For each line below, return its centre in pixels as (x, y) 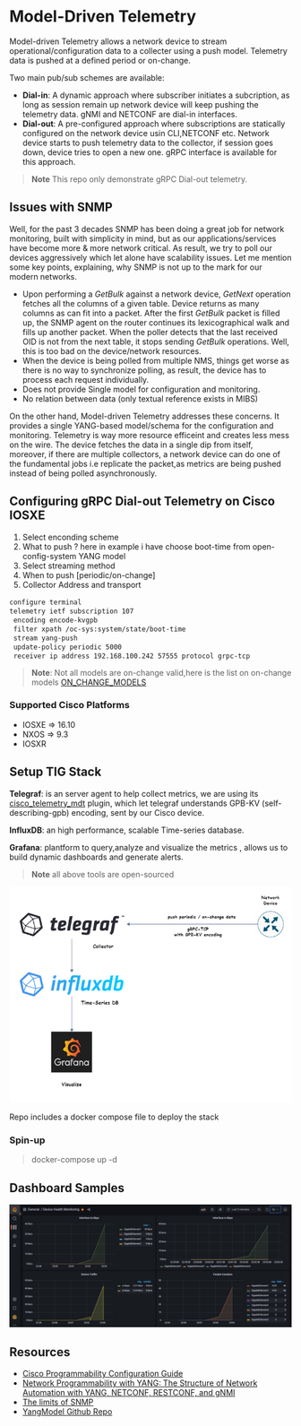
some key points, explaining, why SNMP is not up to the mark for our (136, 267)
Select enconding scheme (70, 537)
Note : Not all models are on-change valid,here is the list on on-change (161, 672)
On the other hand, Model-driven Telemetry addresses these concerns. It (144, 416)
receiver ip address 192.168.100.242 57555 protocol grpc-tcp (132, 656)
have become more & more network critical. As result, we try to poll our (141, 247)
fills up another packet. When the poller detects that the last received (150, 332)
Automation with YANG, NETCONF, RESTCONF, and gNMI (129, 1393)
